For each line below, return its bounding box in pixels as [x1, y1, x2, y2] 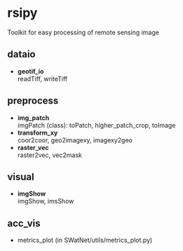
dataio [7, 48, 36, 60]
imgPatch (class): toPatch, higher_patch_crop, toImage [17, 121, 176, 129]
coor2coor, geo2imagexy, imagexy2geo [17, 135, 133, 144]
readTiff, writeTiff [17, 74, 68, 83]
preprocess [7, 95, 59, 107]
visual [7, 170, 35, 183]
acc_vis [7, 217, 41, 229]
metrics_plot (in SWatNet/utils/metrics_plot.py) [17, 236, 153, 245]
